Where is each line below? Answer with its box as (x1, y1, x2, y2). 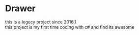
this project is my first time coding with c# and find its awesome (5, 24, 135, 30)
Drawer (5, 3, 36, 14)
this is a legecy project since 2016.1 (5, 19, 76, 25)
